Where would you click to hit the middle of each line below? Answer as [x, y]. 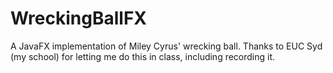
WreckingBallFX [78, 18]
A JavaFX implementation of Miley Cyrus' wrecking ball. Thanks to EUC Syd [166, 46]
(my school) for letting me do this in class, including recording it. [143, 56]
